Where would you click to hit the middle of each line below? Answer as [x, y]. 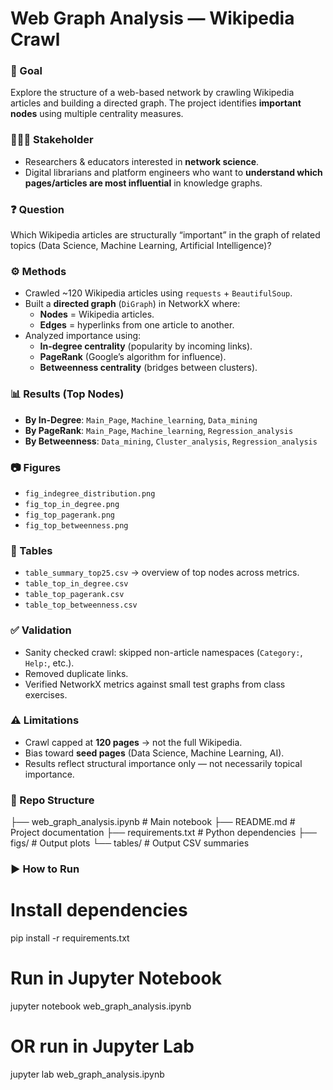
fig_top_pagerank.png [69, 515]
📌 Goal [26, 71]
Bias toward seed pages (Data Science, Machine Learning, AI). [154, 753]
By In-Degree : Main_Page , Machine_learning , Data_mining [141, 419]
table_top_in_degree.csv [76, 584]
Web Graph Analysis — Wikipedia [152, 18]
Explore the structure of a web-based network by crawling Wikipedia [152, 93]
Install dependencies [99, 910]
